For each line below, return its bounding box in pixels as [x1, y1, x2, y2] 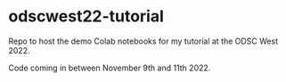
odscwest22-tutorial [8, 6, 164, 27]
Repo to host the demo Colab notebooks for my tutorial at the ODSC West [8, 36, 278, 46]
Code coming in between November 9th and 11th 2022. [8, 62, 211, 73]
